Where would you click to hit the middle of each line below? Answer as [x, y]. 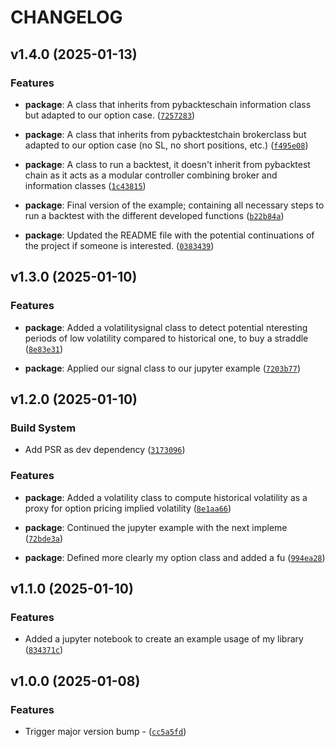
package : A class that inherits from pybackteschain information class [168, 104]
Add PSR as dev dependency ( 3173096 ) [105, 450]
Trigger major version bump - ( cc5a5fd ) [105, 731]
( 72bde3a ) [44, 538]
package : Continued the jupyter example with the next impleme [156, 527]
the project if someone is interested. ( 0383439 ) [119, 245]
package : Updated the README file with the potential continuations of [169, 235]
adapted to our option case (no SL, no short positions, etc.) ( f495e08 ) [166, 145]
